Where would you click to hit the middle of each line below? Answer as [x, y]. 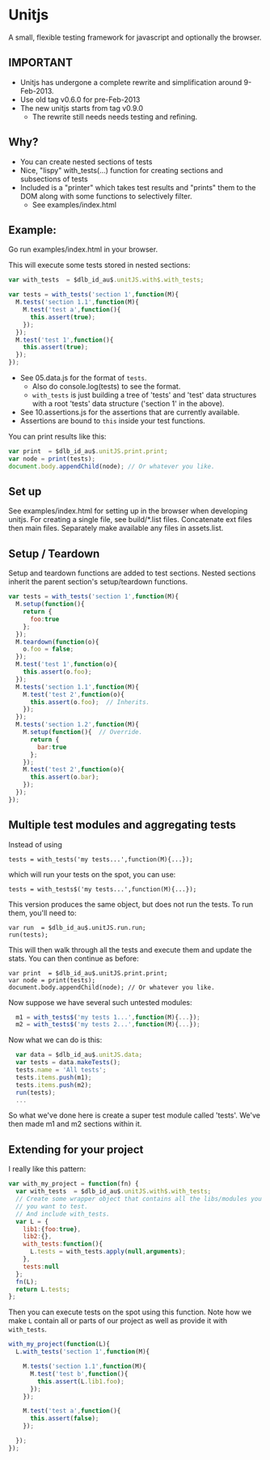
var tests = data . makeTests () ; [68, 1063]
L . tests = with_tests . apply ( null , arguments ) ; [108, 1252]
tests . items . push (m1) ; [54, 1077]
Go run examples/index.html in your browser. [83, 249]
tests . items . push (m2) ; [54, 1085]
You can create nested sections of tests [86, 161]
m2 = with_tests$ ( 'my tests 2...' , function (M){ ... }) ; [108, 1025]
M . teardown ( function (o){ [57, 642]
